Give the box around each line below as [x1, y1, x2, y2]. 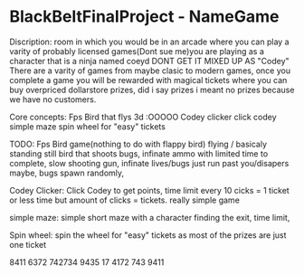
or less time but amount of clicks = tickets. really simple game [9, 194, 240, 205]
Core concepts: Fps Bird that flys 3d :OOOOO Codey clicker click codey [9, 111, 278, 122]
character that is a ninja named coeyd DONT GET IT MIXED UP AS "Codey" [9, 55, 290, 66]
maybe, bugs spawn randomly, [9, 167, 125, 178]
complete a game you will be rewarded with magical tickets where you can [9, 74, 288, 85]
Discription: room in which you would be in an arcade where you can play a [9, 36, 290, 47]
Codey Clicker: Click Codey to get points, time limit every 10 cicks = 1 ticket [9, 185, 290, 195]
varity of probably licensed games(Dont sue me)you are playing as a [9, 45, 265, 56]
